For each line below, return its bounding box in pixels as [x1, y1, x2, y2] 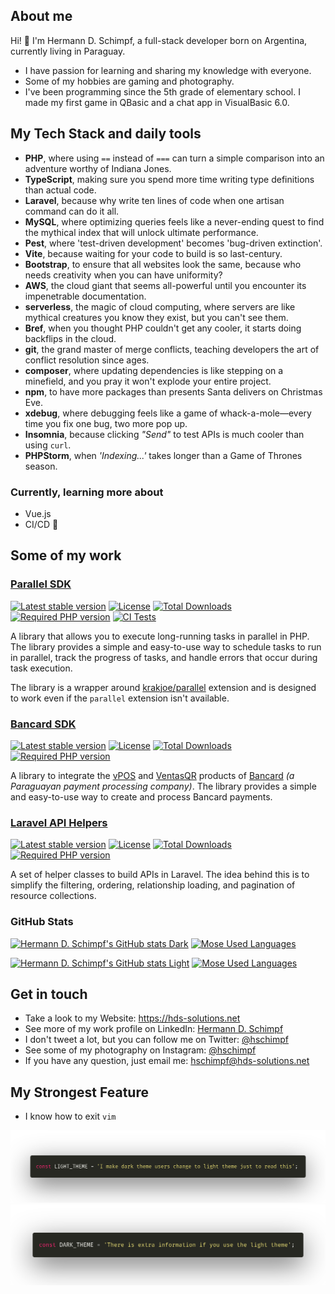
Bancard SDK [10, 717, 77, 731]
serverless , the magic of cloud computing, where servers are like [24, 300, 296, 313]
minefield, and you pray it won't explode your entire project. [24, 375, 272, 387]
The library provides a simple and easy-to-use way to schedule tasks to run [10, 640, 322, 653]
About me [10, 8, 73, 25]
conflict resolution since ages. [24, 354, 150, 366]
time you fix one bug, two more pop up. [24, 417, 188, 429]
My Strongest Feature [10, 1084, 149, 1101]
